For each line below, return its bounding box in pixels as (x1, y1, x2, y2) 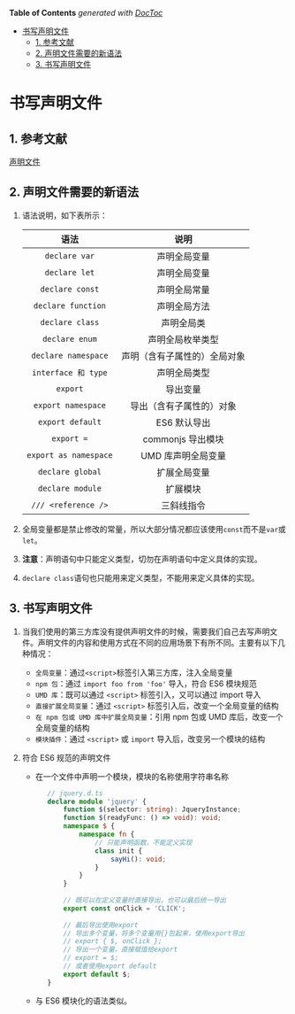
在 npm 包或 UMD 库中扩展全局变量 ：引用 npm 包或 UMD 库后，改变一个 (34, 711, 284, 722)
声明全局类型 (156, 367, 210, 379)
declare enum (42, 334, 97, 344)
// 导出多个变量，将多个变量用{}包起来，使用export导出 (63, 929, 246, 938)
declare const (40, 283, 100, 294)
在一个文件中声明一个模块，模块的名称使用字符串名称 (34, 770, 230, 782)
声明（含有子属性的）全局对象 (121, 350, 246, 362)
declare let (44, 267, 95, 277)
